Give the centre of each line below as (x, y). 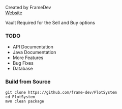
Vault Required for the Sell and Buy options (50, 23)
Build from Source (28, 82)
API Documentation (33, 47)
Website (14, 13)
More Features (28, 58)
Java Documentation (34, 52)
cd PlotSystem (20, 97)
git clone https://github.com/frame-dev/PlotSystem (61, 92)
